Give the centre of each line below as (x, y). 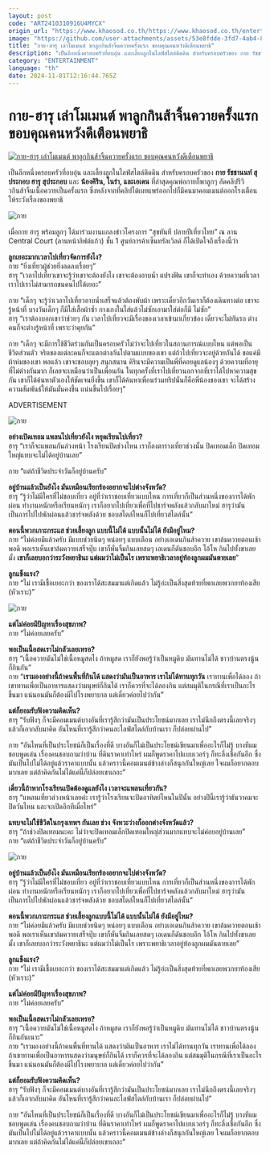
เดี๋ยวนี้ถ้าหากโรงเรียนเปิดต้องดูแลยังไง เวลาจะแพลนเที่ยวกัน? (88, 788)
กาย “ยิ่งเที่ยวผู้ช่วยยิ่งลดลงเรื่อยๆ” (52, 266)
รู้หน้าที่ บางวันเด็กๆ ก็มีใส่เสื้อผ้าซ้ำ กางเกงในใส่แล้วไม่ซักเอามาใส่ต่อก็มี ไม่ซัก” (110, 309)
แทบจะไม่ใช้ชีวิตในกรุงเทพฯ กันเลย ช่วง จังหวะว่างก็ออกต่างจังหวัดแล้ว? (101, 822)
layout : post (30, 16)
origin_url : (28, 31)
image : (19, 38)
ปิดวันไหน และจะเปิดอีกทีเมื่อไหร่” (53, 806)
